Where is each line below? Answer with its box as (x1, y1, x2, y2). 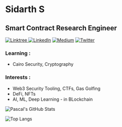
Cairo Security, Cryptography (12, 61, 74, 67)
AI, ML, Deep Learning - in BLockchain (12, 96, 93, 102)
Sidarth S (5, 4, 45, 15)
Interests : (5, 74, 31, 81)
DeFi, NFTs (12, 91, 36, 97)
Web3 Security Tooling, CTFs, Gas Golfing (12, 85, 101, 92)
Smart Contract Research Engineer (5, 24, 117, 32)
